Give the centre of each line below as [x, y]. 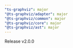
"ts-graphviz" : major [27, 9]
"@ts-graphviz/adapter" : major [36, 14]
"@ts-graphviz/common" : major [35, 18]
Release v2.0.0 [19, 41]
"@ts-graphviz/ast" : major [32, 28]
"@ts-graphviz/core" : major [33, 23]
